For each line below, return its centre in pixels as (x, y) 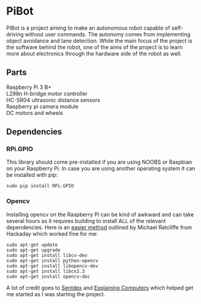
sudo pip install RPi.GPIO (40, 186)
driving (15, 34)
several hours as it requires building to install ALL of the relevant (86, 221)
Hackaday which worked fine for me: (52, 233)
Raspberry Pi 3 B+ (29, 87)
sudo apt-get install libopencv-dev (52, 266)
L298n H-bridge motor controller (47, 93)
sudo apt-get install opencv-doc (48, 276)
